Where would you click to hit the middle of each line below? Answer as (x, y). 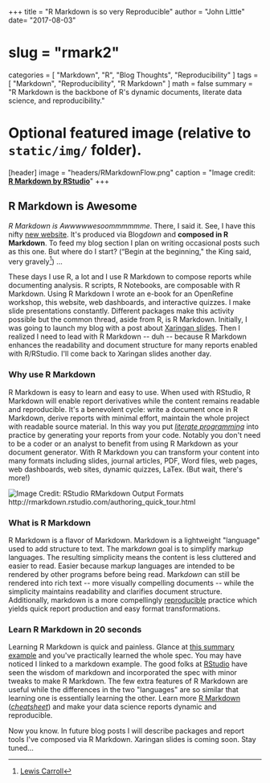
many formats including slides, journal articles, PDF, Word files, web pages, (133, 460)
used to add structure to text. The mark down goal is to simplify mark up (126, 548)
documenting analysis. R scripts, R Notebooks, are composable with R (125, 286)
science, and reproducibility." (57, 101)
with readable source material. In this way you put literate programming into (134, 427)
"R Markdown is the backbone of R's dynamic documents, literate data (125, 92)
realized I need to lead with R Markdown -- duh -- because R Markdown (128, 336)
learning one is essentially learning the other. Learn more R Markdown (125, 699)
